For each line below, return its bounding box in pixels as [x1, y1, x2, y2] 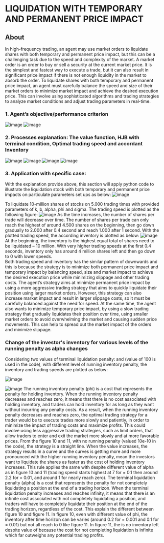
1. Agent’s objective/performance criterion [5, 110, 109, 117]
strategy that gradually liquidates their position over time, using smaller [5, 311, 148, 317]
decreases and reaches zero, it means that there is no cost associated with [5, 396, 157, 402]
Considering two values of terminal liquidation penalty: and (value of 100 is [5, 356, 156, 362]
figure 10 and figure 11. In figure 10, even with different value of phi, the [5, 511, 148, 517]
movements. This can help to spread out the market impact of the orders [5, 321, 152, 327]
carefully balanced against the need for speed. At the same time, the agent [5, 300, 156, 306]
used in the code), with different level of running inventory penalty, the [5, 361, 147, 367]
